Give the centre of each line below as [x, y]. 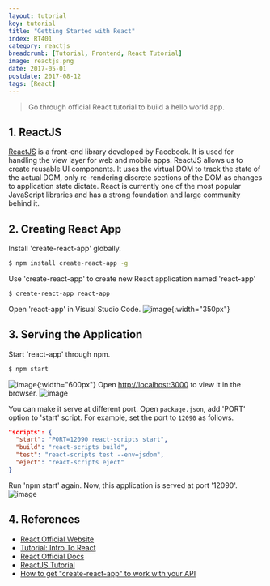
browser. [23, 393]
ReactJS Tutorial [47, 565]
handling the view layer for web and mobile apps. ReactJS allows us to [126, 160]
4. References [44, 520]
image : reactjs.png [41, 62]
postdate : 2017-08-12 [45, 76]
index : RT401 [30, 38]
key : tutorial [32, 24]
